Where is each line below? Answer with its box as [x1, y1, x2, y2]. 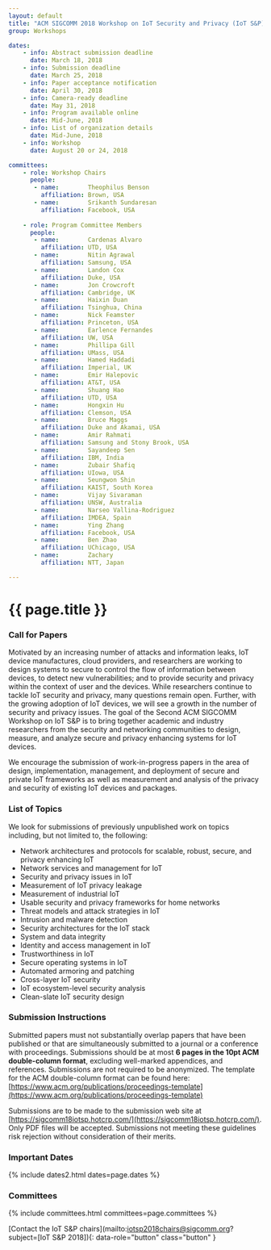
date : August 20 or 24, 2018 [29, 146, 128, 154]
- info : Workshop [23, 139, 81, 147]
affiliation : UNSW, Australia [40, 499, 143, 507]
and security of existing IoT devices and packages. [8, 784, 177, 793]
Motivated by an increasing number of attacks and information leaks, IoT [8, 647, 249, 658]
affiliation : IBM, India [40, 454, 125, 462]
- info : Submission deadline [23, 64, 121, 73]
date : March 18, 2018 [29, 56, 103, 65]
